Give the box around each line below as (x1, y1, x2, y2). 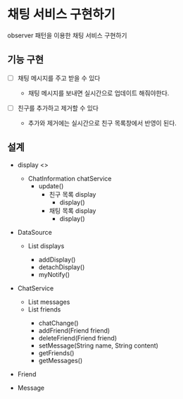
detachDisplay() (38, 262, 85, 271)
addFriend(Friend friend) (38, 326, 111, 335)
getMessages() (38, 356, 83, 364)
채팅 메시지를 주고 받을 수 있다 (17, 73, 101, 82)
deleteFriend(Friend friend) (38, 333, 118, 342)
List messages (27, 297, 70, 306)
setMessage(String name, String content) (38, 341, 158, 350)
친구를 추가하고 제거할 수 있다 (17, 104, 99, 112)
